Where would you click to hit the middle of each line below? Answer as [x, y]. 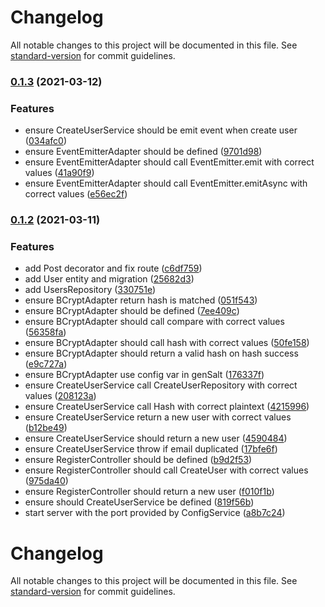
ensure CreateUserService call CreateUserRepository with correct [161, 385]
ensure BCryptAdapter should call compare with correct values [154, 322]
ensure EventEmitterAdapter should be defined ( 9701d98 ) [143, 152]
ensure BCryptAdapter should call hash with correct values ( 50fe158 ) [167, 343]
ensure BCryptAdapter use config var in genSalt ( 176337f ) [144, 375]
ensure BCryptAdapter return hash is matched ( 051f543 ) [141, 300]
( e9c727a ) [46, 364]
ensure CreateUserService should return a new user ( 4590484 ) [156, 438]
